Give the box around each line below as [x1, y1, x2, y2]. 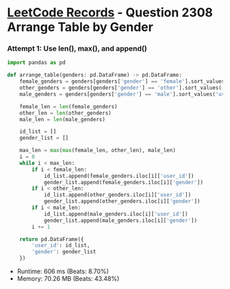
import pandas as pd [7, 60, 66, 66]
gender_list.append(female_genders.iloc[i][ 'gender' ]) [43, 179, 204, 186]
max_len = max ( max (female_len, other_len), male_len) [19, 147, 176, 154]
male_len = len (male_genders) [19, 116, 106, 123]
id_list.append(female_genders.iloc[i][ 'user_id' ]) [43, 173, 194, 179]
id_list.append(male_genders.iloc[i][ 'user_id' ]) [43, 210, 188, 217]
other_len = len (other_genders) [19, 110, 112, 116]
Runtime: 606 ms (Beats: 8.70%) [16, 267, 110, 275]
